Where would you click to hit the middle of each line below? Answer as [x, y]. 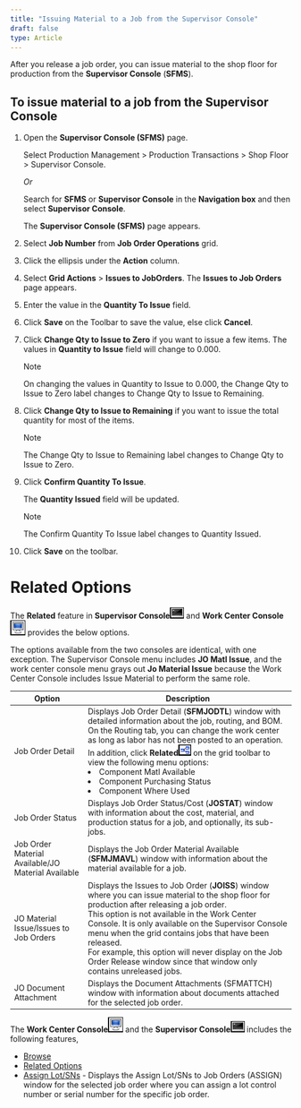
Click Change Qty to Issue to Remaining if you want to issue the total [151, 411]
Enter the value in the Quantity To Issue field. [107, 305]
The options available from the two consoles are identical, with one [134, 650]
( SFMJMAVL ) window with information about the [177, 858]
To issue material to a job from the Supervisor [139, 102]
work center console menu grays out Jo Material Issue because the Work [146, 669]
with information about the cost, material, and [171, 813]
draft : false [34, 28]
